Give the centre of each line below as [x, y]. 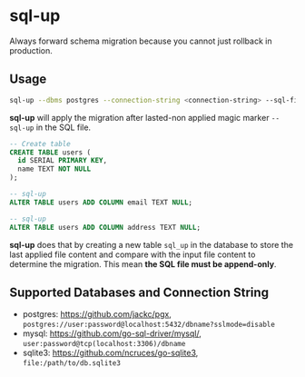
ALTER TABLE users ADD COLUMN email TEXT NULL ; [101, 202]
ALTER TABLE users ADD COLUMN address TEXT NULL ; [105, 227]
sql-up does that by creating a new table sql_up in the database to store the [151, 244]
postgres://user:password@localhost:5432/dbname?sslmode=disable [148, 325]
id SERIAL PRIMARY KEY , [62, 161]
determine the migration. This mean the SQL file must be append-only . [143, 263]
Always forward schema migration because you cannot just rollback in [141, 41]
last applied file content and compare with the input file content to [133, 254]
